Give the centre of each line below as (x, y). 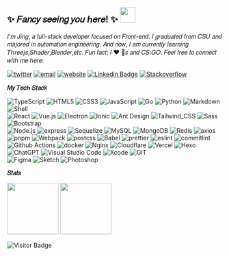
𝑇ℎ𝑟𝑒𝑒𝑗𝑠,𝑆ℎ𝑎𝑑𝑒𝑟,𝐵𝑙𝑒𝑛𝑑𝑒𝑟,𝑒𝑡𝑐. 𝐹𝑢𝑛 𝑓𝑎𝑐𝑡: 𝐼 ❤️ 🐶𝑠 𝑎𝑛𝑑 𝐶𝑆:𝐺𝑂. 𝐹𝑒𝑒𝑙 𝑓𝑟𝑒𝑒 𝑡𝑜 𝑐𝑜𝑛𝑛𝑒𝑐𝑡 (112, 52)
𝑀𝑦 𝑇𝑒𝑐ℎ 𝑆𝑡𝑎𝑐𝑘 (27, 88)
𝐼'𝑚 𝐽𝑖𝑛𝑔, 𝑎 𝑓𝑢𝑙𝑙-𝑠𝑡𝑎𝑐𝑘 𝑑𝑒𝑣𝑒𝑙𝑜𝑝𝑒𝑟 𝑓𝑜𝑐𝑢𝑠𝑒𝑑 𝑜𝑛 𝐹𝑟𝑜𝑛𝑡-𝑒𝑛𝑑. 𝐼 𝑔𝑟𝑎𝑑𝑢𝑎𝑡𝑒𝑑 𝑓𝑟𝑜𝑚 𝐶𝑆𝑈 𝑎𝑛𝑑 (114, 36)
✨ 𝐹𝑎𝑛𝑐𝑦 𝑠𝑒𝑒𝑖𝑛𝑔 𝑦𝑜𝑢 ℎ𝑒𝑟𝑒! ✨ (63, 20)
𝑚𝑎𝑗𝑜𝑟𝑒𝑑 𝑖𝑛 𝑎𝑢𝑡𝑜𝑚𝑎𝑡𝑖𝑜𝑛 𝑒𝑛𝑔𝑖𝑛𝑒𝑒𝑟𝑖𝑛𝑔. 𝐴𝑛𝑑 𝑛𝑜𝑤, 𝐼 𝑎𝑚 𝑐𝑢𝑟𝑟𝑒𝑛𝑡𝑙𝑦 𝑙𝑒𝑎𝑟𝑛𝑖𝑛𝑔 (98, 44)
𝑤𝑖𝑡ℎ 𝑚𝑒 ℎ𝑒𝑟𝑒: (26, 60)
